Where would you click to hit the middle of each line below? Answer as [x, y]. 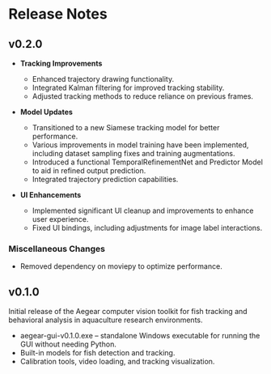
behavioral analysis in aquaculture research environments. [106, 320]
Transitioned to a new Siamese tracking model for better [126, 127]
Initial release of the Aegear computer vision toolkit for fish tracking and [128, 312]
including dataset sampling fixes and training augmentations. [133, 153]
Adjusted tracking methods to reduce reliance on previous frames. [142, 96]
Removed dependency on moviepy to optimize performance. [121, 266]
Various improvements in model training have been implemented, [140, 145]
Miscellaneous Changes [57, 249]
